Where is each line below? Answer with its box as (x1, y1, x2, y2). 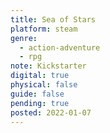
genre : (10, 33, 38, 43)
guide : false (10, 89, 65, 99)
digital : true (10, 71, 70, 81)
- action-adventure (19, 42, 101, 53)
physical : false (10, 80, 78, 90)
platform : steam (10, 24, 78, 34)
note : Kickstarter (10, 61, 87, 71)
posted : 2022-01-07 (10, 107, 92, 118)
